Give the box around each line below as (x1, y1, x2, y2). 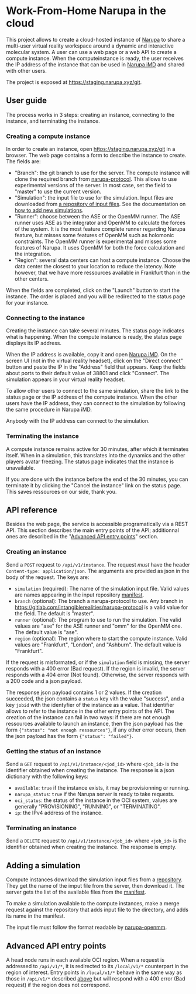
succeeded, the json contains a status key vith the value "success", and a (6, 695, 184, 702)
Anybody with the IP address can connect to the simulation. (6, 417, 150, 424)
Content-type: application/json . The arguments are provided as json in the (6, 567, 190, 574)
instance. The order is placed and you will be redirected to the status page (6, 293, 185, 300)
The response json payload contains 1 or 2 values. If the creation (6, 689, 162, 696)
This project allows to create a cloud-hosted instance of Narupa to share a (6, 36, 185, 43)
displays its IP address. (6, 339, 61, 347)
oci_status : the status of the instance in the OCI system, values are (14, 797, 177, 804)
